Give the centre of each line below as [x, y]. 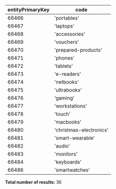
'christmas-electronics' [81, 130]
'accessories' [70, 34]
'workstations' [70, 106]
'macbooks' [68, 122]
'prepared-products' [78, 50]
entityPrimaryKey [29, 10]
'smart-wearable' [74, 138]
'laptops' [64, 26]
